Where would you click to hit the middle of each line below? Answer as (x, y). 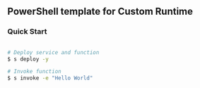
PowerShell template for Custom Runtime (100, 12)
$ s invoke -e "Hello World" (50, 78)
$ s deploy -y (28, 59)
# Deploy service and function (53, 52)
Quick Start (27, 32)
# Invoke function (34, 72)
